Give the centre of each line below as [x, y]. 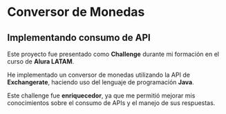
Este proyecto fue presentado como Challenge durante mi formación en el [113, 54]
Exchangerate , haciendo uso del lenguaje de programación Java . [101, 82]
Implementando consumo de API [79, 38]
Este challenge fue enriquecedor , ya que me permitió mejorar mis [101, 95]
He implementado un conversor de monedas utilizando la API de [98, 75]
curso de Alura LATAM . [41, 61]
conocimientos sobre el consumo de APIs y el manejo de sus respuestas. [111, 103]
